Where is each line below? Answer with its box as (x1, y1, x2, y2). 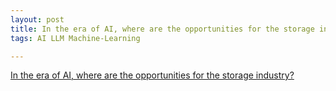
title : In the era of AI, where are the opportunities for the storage (10, 24, 315, 34)
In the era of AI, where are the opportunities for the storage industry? (10, 69, 295, 81)
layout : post (10, 14, 65, 25)
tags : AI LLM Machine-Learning (10, 33, 141, 43)
